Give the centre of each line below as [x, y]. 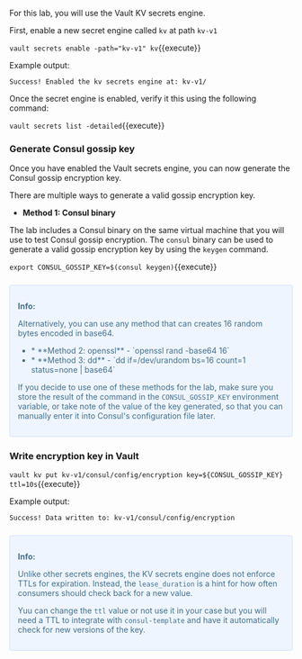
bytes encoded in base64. [66, 333]
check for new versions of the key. [81, 629]
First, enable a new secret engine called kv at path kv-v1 [113, 30]
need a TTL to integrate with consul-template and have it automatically [149, 619]
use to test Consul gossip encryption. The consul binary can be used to [142, 240]
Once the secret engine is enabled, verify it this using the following [133, 99]
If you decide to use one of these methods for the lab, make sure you [146, 387]
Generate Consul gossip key [72, 149]
